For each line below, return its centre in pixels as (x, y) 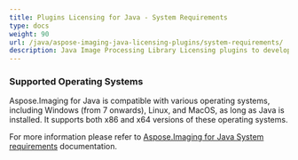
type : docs (29, 26)
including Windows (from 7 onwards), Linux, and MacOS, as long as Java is (147, 110)
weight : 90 (29, 34)
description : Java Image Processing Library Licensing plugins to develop (150, 51)
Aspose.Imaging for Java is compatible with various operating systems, (140, 101)
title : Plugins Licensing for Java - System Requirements (118, 17)
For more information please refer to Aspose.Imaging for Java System (137, 137)
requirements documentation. (63, 147)
